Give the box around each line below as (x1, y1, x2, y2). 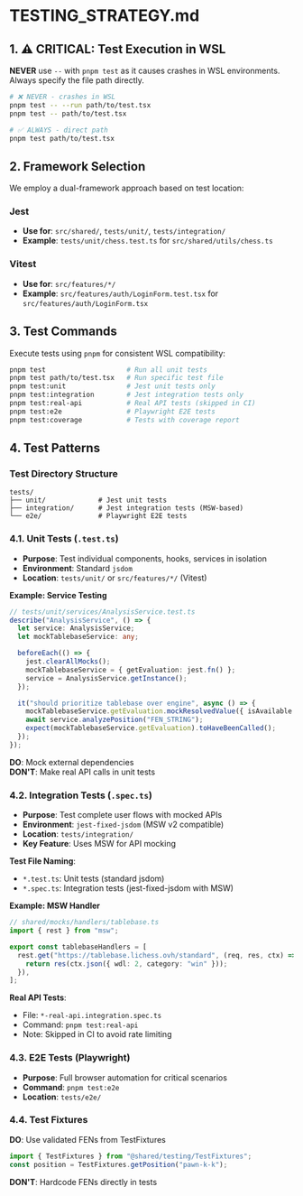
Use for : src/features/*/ (22, 278, 116, 289)
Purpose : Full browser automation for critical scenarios (22, 1071, 228, 1083)
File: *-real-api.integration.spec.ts (22, 1010, 162, 1021)
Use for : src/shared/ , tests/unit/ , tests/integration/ (22, 226, 226, 236)
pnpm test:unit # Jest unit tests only (9, 382, 216, 391)
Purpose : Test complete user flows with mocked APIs (22, 810, 223, 821)
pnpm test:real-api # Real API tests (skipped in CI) (9, 399, 256, 408)
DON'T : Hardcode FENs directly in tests (9, 1176, 158, 1187)
